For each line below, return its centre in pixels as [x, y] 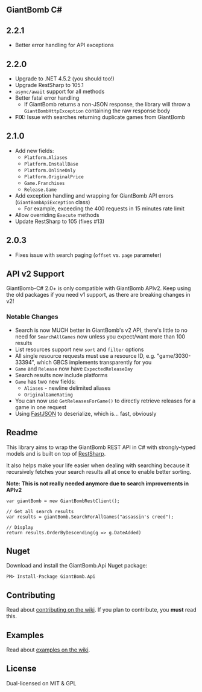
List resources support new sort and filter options [79, 349]
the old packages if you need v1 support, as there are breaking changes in [99, 295]
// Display [20, 527]
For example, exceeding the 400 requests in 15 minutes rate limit [104, 209]
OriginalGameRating [49, 395]
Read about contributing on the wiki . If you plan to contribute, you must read [101, 610]
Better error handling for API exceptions [64, 45]
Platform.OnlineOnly [50, 170]
